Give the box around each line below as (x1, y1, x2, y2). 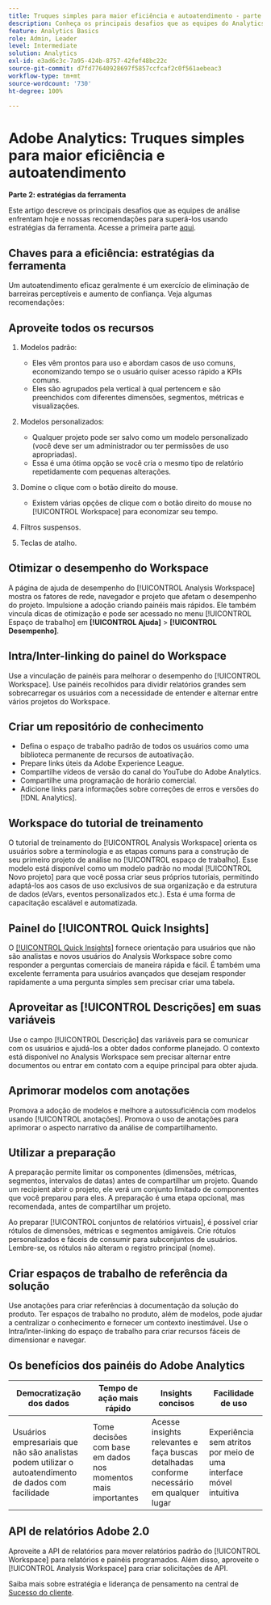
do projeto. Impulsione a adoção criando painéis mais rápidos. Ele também (8, 600, 256, 610)
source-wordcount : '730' (8, 79, 92, 87)
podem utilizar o (12, 1457, 74, 1468)
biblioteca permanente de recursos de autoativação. (19, 750, 194, 760)
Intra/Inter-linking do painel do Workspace (8, 649, 227, 663)
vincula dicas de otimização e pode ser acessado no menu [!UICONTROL (8, 608, 252, 619)
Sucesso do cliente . (8, 1587, 74, 1597)
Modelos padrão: (19, 342, 77, 352)
